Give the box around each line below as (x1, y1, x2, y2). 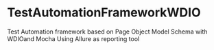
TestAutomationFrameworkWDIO (7, 5, 201, 21)
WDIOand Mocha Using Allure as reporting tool (7, 34, 140, 42)
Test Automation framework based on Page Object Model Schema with (7, 27, 208, 36)
